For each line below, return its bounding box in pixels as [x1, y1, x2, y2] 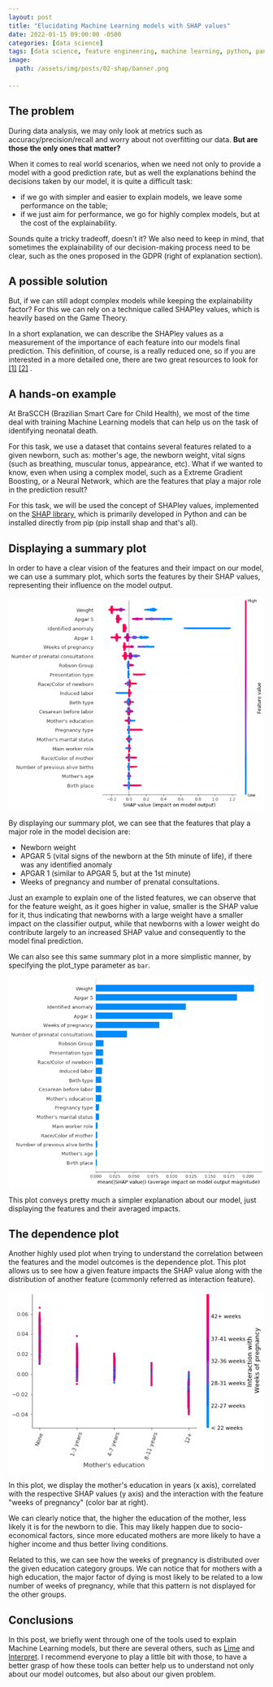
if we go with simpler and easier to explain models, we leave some [19, 192, 242, 202]
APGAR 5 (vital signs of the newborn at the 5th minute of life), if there [19, 850, 253, 861]
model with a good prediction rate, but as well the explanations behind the [8, 167, 257, 177]
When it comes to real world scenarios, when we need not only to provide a [8, 159, 262, 168]
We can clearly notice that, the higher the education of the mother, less [8, 1513, 246, 1524]
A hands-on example [8, 387, 116, 401]
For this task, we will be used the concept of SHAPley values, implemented [8, 501, 259, 511]
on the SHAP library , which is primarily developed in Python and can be [8, 509, 248, 520]
